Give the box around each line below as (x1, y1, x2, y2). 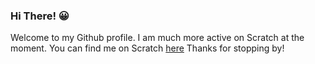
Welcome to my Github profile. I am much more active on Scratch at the (10, 32, 305, 44)
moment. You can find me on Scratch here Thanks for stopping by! (10, 42, 285, 54)
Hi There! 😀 (10, 9, 70, 23)
